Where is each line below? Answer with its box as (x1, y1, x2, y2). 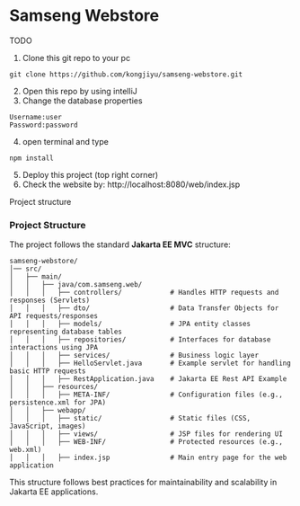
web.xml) (9, 446, 42, 455)
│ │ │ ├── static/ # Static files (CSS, (9, 414, 251, 423)
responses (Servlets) (9, 296, 91, 306)
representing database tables (9, 327, 123, 337)
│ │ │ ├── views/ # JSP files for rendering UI (9, 430, 283, 439)
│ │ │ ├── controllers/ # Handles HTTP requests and (9, 289, 279, 297)
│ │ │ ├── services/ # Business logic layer (9, 351, 259, 360)
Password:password (9, 120, 78, 129)
